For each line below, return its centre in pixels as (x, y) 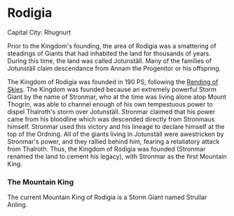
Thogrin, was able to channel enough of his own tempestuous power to (110, 104)
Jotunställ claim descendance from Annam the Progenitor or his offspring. (114, 68)
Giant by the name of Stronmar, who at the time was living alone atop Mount (117, 97)
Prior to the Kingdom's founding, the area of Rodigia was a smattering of (112, 46)
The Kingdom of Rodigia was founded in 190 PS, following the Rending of (113, 81)
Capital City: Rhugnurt (39, 32)
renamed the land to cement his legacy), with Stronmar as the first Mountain (117, 156)
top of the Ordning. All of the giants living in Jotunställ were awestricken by (116, 134)
